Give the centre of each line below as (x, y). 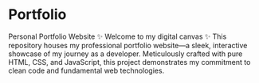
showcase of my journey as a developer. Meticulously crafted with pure (126, 54)
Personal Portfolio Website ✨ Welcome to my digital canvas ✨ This (118, 36)
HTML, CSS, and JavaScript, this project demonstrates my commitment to (129, 62)
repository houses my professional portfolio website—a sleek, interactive (128, 45)
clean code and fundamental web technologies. (86, 70)
